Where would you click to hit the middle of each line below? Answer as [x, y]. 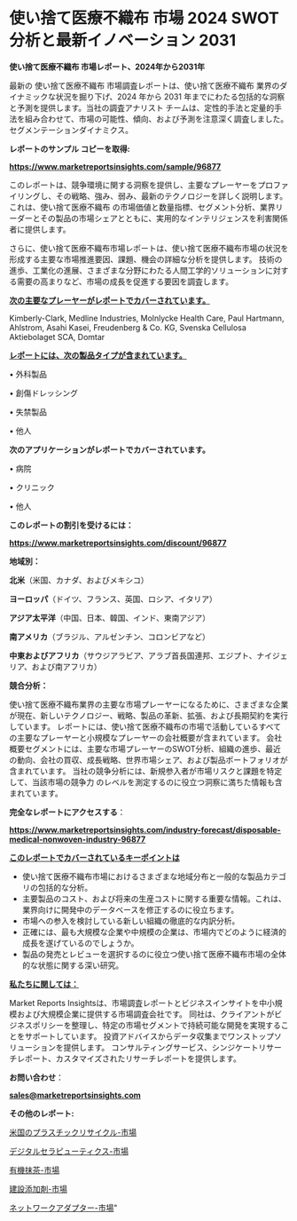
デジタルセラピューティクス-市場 [69, 1151]
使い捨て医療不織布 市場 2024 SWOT [144, 18]
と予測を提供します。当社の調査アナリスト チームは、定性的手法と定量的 [142, 107]
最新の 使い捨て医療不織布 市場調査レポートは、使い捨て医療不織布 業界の [145, 85]
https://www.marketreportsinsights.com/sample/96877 [115, 166]
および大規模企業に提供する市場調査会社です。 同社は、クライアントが [145, 1014]
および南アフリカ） [66, 666]
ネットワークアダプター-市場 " [63, 1208]
